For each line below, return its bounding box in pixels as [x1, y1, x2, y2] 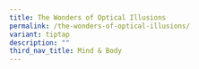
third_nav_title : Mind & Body [9, 47, 123, 56]
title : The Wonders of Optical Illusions [9, 13, 167, 22]
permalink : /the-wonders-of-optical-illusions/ [9, 22, 191, 30]
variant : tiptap [9, 30, 70, 39]
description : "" [9, 38, 70, 47]
